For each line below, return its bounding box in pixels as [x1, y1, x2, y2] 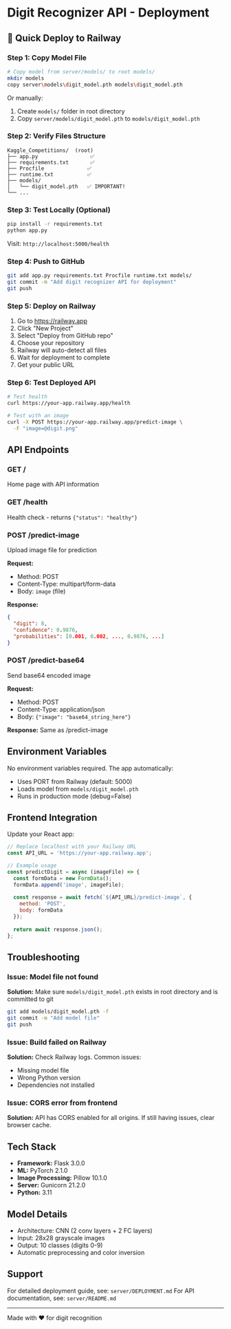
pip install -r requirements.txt [7, 221, 103, 228]
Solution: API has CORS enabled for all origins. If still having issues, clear [7, 1114, 215, 1122]
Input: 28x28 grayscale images [16, 1234, 105, 1242]
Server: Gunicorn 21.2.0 [16, 1181, 86, 1189]
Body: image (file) [16, 587, 66, 595]
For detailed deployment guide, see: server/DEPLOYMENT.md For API [7, 1286, 195, 1295]
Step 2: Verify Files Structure [7, 131, 107, 141]
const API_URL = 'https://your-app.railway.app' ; [7, 850, 153, 857]
